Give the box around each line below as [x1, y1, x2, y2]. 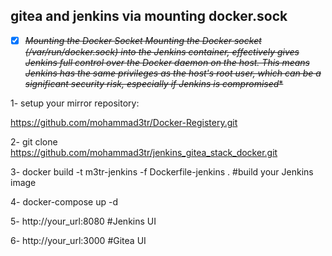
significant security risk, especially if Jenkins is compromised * [24, 77, 284, 89]
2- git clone [10, 135, 58, 148]
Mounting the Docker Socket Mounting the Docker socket [24, 34, 262, 46]
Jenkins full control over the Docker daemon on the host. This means [24, 56, 310, 68]
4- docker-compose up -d [10, 195, 118, 208]
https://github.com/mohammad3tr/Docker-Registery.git [10, 116, 238, 128]
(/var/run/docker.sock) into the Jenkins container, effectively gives [24, 45, 300, 58]
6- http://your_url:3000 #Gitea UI [10, 234, 147, 246]
